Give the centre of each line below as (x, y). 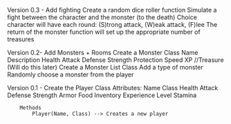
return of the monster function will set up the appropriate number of (104, 32)
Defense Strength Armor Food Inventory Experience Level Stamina (102, 95)
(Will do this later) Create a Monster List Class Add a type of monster (105, 67)
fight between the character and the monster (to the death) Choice (102, 17)
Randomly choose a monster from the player (71, 74)
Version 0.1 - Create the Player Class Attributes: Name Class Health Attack (113, 88)
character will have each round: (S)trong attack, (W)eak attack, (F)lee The (112, 24)
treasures (21, 39)
